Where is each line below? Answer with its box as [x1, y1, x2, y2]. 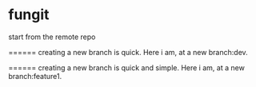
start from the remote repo [8, 32, 96, 42]
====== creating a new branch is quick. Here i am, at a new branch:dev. [8, 47, 248, 57]
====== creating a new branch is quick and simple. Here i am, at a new [8, 62, 246, 73]
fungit [8, 6, 50, 24]
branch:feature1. [8, 71, 62, 81]
